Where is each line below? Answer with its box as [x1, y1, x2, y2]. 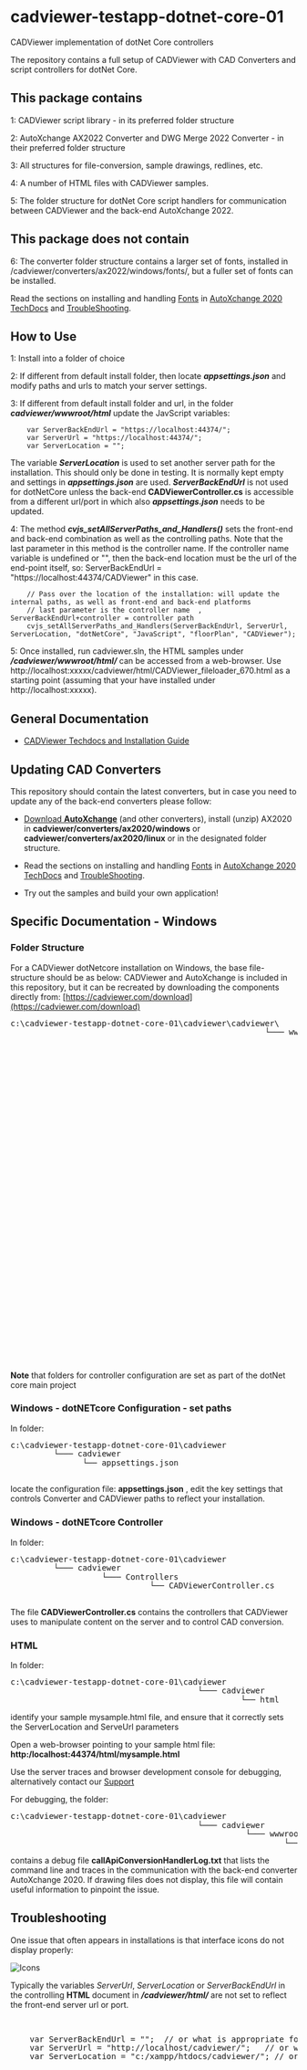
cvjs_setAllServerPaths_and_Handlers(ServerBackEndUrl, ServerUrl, [26, 622, 288, 631]
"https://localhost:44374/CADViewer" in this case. [10, 573, 199, 583]
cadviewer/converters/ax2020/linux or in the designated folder [23, 833, 267, 844]
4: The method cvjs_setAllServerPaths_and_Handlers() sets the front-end [10, 523, 293, 535]
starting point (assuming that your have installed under [10, 675, 216, 686]
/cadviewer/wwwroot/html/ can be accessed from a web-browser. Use [10, 656, 281, 667]
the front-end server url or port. [10, 1999, 129, 2010]
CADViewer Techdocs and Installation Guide [23, 735, 189, 746]
